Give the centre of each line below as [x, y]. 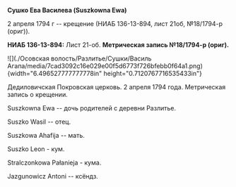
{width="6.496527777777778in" [55, 73]
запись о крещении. [38, 95]
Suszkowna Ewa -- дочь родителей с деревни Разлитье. [92, 108]
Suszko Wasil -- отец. [39, 122]
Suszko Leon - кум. [36, 149]
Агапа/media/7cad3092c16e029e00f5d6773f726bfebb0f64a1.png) [105, 66]
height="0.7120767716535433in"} [153, 73]
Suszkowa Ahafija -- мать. [46, 135]
